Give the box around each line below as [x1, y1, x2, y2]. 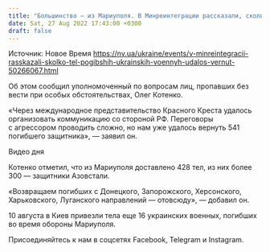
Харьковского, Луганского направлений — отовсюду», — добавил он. [8, 195, 250, 205]
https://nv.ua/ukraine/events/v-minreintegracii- [92, 49, 249, 59]
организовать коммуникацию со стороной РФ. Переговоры [8, 114, 214, 124]
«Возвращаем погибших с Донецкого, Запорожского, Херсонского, [8, 187, 243, 196]
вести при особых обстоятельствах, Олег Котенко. [8, 90, 183, 100]
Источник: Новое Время [8, 49, 92, 59]
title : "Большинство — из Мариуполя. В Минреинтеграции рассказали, [8, 11, 243, 20]
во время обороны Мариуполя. [8, 219, 117, 229]
